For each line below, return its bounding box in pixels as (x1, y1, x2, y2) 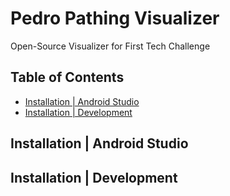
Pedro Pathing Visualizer (10, 7, 220, 30)
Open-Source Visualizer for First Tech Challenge (10, 40, 211, 52)
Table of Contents (10, 69, 125, 86)
